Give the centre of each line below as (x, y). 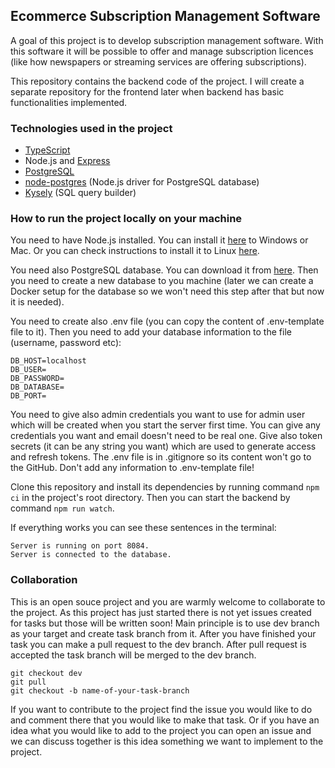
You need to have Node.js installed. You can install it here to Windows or (159, 240)
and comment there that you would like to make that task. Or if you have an (165, 720)
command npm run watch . (62, 508)
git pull (28, 682)
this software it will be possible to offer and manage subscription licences (162, 51)
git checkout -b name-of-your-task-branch (100, 690)
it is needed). (37, 302)
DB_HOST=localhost (48, 361)
